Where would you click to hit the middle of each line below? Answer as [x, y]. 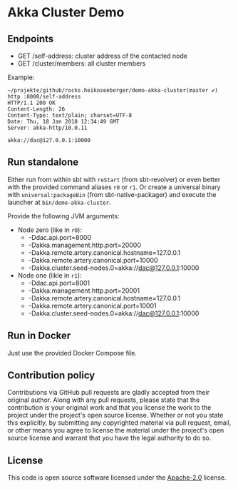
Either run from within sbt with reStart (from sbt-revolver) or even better [114, 179]
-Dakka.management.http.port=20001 [84, 291]
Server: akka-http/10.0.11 [47, 128]
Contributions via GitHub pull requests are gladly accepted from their [109, 393]
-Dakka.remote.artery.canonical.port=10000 [93, 260]
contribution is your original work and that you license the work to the [109, 408]
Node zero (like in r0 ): [50, 230]
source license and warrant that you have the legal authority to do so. [109, 438]
